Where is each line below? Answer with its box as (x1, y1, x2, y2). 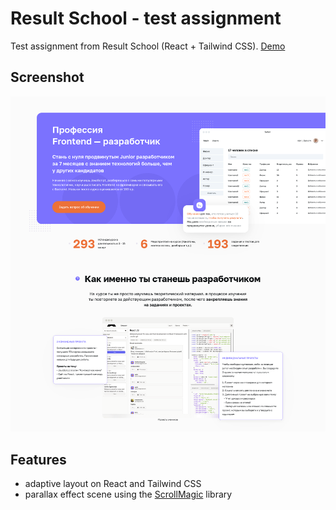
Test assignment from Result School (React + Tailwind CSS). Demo (10, 40, 286, 52)
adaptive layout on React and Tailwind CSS (24, 478, 202, 490)
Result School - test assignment (10, 7, 282, 30)
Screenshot (10, 69, 85, 86)
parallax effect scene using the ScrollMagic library (24, 488, 233, 501)
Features (10, 451, 67, 468)
